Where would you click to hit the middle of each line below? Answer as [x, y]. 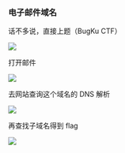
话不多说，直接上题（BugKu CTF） [65, 31]
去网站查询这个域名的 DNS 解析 [59, 94]
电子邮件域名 [33, 12]
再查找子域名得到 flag [43, 126]
